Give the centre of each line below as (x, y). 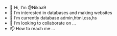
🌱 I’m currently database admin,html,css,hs (53, 18)
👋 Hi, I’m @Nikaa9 (28, 8)
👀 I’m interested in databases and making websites (61, 13)
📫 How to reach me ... (32, 28)
